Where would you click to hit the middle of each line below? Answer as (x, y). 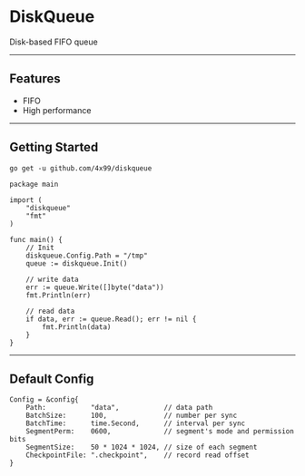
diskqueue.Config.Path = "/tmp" (87, 256)
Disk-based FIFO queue (54, 42)
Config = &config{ (44, 400)
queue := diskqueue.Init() (77, 263)
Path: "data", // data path (119, 408)
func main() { (36, 239)
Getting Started (54, 147)
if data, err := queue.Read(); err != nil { (111, 319)
